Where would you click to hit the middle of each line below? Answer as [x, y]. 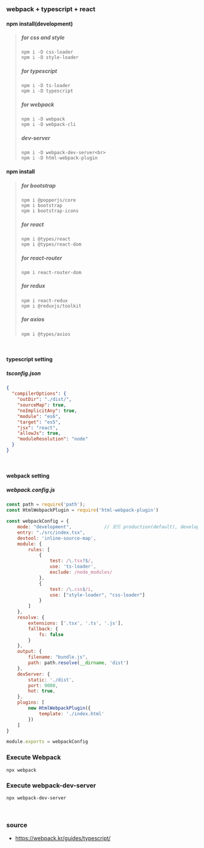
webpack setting [28, 476]
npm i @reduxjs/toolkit [51, 306]
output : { [30, 652]
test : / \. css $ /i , [72, 589]
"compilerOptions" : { [39, 394]
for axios [33, 319]
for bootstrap [38, 185]
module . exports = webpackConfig [47, 742]
